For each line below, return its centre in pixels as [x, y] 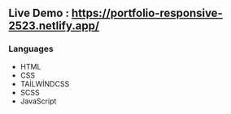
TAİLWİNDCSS [45, 83]
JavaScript [38, 101]
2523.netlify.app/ [54, 26]
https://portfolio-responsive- [147, 13]
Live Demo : [39, 13]
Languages [31, 49]
